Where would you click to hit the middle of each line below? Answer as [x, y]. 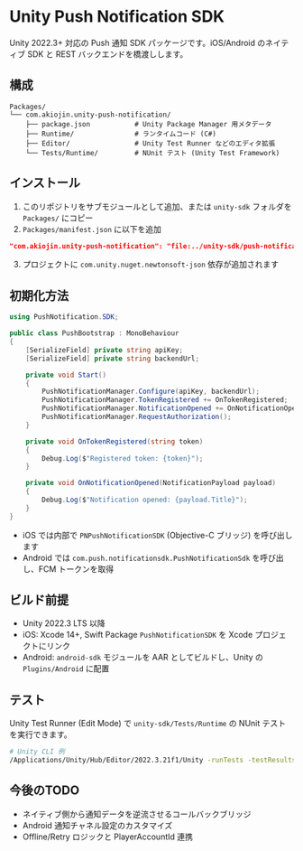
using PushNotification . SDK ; [64, 317]
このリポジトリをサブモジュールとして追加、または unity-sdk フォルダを [157, 206]
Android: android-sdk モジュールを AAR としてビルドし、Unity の [143, 658]
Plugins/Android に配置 [66, 669]
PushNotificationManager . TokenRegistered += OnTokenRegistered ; [165, 400]
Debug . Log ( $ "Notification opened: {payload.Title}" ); [145, 500]
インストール [45, 183]
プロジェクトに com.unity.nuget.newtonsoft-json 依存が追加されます [151, 265]
